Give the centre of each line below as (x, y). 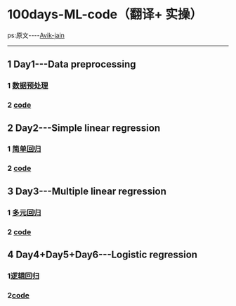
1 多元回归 (24, 212)
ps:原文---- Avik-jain (36, 35)
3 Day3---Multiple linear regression (87, 191)
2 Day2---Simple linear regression (84, 128)
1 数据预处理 (28, 86)
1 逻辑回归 (24, 276)
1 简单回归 (24, 149)
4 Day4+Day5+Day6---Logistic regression (103, 255)
